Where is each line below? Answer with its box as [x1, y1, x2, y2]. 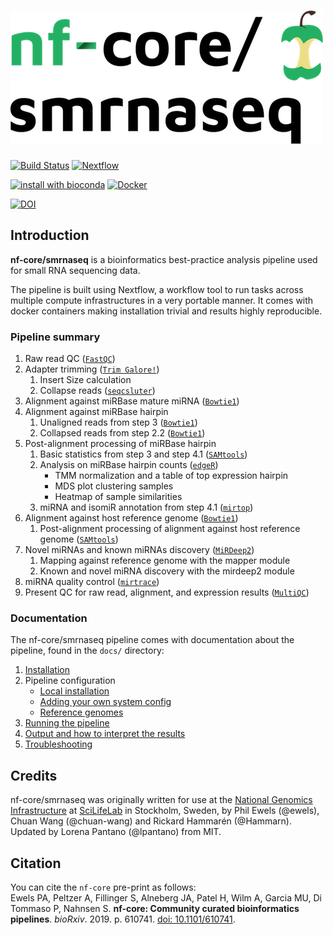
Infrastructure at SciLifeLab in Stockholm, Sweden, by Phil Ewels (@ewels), [10, 805, 320, 817]
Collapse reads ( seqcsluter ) [39, 385, 156, 397]
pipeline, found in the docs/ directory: [10, 645, 165, 657]
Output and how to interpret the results [24, 728, 186, 740]
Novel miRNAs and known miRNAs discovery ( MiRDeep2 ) [24, 544, 255, 556]
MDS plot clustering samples [54, 480, 174, 492]
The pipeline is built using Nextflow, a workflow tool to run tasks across [10, 283, 304, 295]
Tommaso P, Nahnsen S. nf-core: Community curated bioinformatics [10, 902, 300, 914]
